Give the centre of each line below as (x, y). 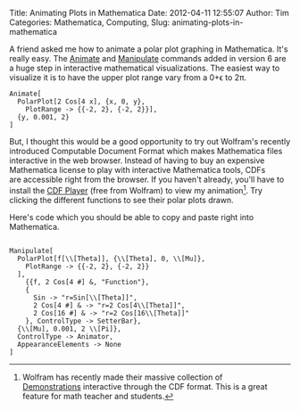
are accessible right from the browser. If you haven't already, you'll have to (147, 179)
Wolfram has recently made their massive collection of (122, 377)
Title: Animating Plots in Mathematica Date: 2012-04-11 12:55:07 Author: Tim (150, 13)
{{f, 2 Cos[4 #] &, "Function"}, (87, 282)
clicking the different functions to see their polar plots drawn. (121, 200)
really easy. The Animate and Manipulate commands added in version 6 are (148, 58)
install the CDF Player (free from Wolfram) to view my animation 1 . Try (136, 189)
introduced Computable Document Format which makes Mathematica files (146, 151)
